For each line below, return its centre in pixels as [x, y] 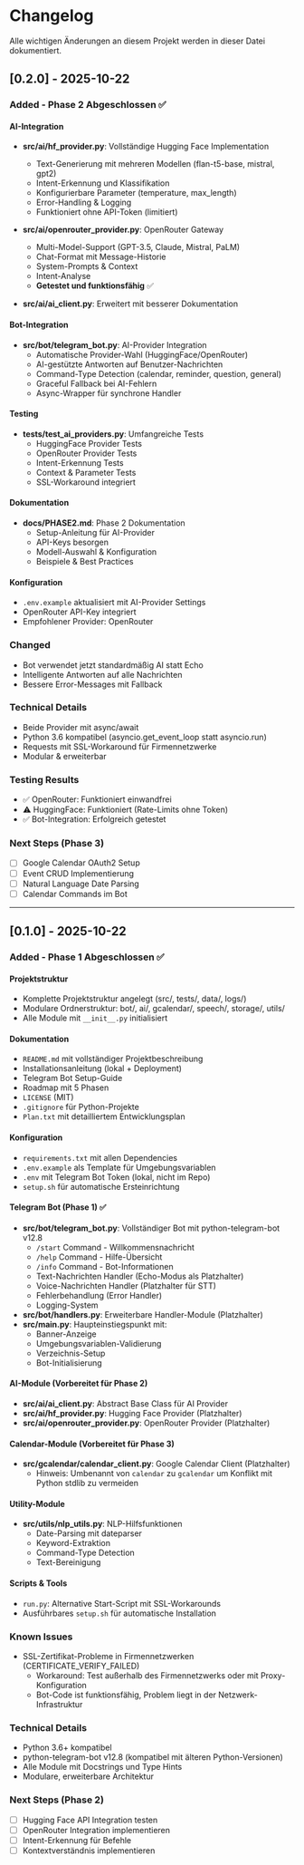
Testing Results [44, 779]
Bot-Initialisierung [69, 1363]
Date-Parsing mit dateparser [89, 1533]
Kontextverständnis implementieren [89, 1851]
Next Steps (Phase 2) [57, 1800]
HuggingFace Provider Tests [89, 443]
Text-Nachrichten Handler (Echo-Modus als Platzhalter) [140, 1276]
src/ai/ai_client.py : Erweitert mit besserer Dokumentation [130, 304]
